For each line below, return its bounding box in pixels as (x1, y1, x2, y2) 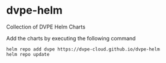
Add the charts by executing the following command (6, 34, 136, 42)
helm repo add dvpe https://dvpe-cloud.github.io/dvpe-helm (6, 46, 161, 52)
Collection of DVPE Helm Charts (6, 23, 86, 30)
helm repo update (6, 51, 50, 57)
